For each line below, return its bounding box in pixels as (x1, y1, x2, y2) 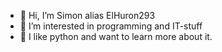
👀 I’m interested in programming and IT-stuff (19, 20, 203, 32)
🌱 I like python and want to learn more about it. (19, 31, 213, 42)
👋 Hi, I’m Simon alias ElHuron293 (19, 10, 156, 21)
